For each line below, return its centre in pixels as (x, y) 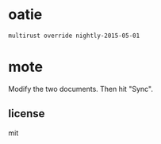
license (27, 114)
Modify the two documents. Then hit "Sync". (80, 89)
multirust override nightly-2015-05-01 (74, 36)
